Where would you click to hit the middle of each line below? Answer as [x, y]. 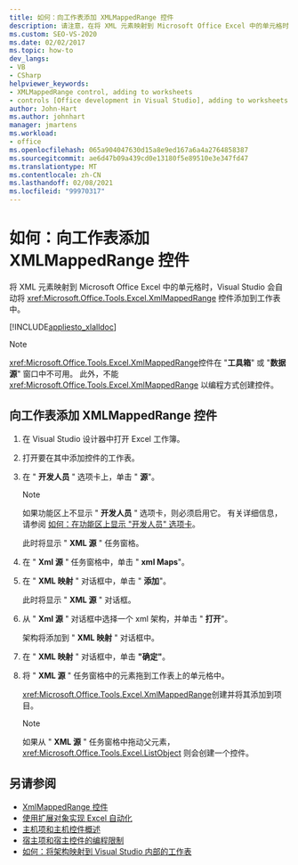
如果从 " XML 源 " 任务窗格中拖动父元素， [98, 741]
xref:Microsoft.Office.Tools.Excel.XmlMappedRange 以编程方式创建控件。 [144, 385]
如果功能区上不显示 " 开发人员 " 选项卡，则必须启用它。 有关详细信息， [152, 512]
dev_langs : [29, 59]
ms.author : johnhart [48, 117]
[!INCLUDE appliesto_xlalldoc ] [63, 327]
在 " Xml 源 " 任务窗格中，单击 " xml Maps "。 [105, 561]
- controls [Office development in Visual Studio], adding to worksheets [149, 100]
